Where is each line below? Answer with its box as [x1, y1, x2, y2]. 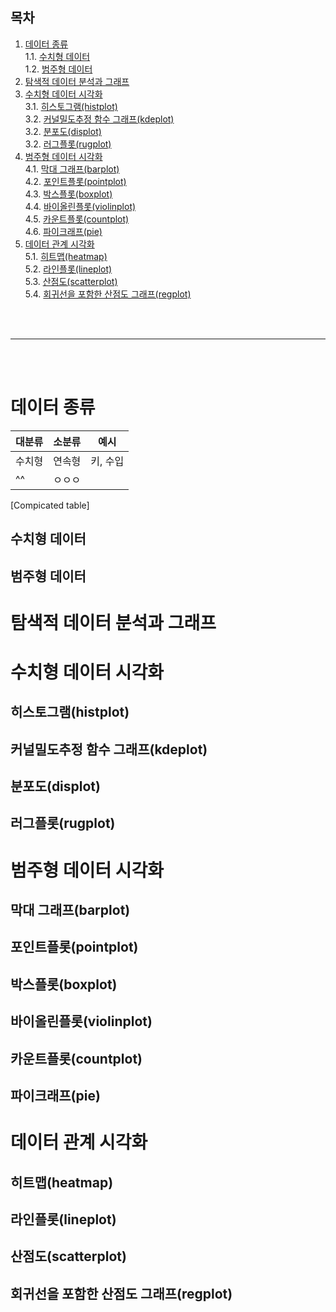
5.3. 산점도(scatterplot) [24, 275, 118, 287]
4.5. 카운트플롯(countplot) [24, 213, 130, 225]
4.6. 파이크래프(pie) [24, 225, 103, 237]
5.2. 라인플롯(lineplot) [24, 263, 113, 275]
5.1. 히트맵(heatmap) [24, 250, 108, 262]
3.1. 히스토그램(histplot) [24, 100, 118, 112]
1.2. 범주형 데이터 [24, 63, 93, 75]
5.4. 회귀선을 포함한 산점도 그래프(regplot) [24, 288, 192, 300]
